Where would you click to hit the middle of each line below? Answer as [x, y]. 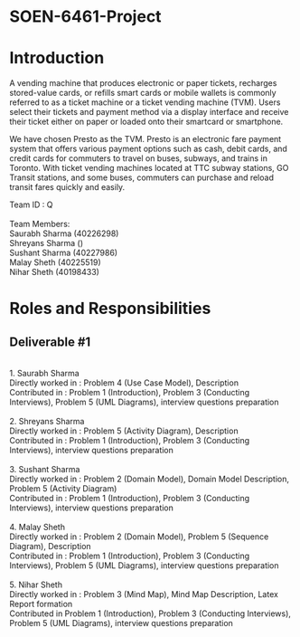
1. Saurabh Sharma [44, 374]
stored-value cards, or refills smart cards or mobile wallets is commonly [143, 93]
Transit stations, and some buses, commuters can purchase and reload [141, 177]
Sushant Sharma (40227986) [64, 253]
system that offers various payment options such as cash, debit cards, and [148, 149]
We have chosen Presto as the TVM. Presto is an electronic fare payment [145, 139]
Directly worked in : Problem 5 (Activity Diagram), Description [124, 431]
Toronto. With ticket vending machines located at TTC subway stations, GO [149, 168]
